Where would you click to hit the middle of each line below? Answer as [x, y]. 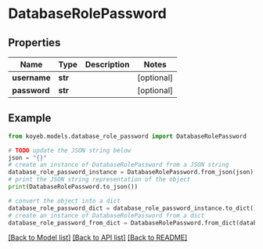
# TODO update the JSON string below [70, 150]
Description [107, 65]
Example [30, 118]
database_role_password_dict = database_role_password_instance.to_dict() [133, 208]
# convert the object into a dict [65, 200]
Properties [34, 43]
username [31, 78]
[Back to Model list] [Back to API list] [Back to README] [98, 238]
